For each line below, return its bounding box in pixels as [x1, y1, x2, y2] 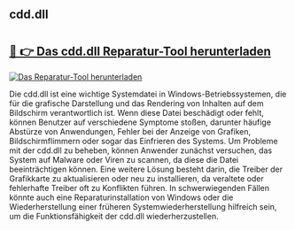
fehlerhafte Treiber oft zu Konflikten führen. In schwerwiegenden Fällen [9, 183, 270, 193]
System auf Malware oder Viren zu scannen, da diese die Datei [9, 155, 239, 165]
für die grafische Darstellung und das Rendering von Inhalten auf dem [9, 98, 264, 109]
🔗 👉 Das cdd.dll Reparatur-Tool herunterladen [9, 43, 272, 58]
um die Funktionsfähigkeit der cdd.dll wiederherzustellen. [9, 211, 219, 221]
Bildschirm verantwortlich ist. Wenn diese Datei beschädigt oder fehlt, [9, 108, 264, 118]
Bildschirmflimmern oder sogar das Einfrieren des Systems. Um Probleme [9, 136, 278, 146]
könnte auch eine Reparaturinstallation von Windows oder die [9, 192, 234, 203]
